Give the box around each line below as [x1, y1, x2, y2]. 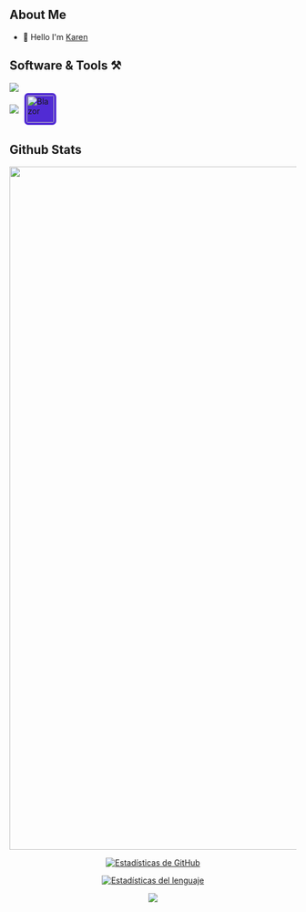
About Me [9, 7, 66, 23]
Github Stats [9, 142, 82, 158]
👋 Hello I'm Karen [22, 31, 88, 42]
